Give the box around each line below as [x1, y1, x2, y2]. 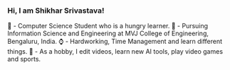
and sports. [7, 55, 41, 64]
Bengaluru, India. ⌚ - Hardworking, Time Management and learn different [7, 37, 223, 46]
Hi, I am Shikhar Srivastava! [7, 6, 105, 16]
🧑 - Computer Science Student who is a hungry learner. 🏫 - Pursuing [7, 22, 209, 30]
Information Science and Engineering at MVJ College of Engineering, [7, 29, 209, 37]
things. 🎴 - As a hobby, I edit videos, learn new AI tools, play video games [7, 47, 223, 56]
